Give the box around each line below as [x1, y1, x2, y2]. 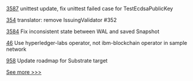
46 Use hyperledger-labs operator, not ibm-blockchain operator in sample [6, 40, 188, 46]
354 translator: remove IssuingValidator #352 [6, 17, 117, 23]
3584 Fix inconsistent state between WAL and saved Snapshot [6, 28, 160, 35]
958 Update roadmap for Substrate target [6, 57, 108, 64]
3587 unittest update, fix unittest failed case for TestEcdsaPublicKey [6, 5, 173, 12]
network [6, 46, 27, 53]
